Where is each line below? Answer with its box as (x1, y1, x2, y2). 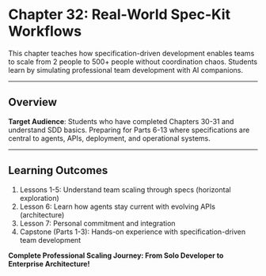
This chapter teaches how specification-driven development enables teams (8, 48, 255, 58)
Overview (8, 96, 58, 109)
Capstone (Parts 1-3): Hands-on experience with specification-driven (19, 227, 246, 236)
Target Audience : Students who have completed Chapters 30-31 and (8, 116, 234, 126)
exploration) (19, 193, 59, 202)
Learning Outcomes (8, 164, 108, 177)
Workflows (8, 22, 82, 40)
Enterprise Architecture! (8, 259, 90, 268)
